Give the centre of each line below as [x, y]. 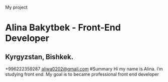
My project [16, 7]
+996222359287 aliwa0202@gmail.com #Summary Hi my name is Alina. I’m [84, 69]
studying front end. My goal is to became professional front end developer [82, 74]
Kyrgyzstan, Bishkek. [39, 57]
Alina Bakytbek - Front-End [63, 28]
